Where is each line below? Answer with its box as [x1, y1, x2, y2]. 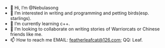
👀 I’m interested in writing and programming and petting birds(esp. [10, 10, 149, 16]
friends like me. [10, 31, 43, 37]
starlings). [10, 15, 31, 21]
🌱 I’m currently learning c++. [10, 20, 70, 26]
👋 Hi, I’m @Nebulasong [10, 5, 58, 10]
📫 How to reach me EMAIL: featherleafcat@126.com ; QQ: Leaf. [10, 37, 143, 42]
